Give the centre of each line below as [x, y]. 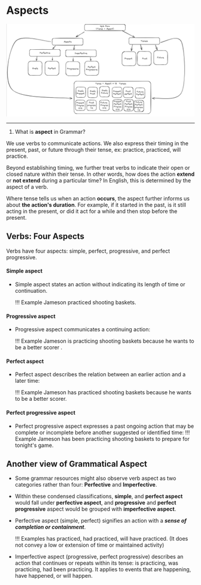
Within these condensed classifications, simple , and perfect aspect [99, 496]
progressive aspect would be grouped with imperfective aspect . [95, 509]
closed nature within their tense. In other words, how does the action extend [100, 174]
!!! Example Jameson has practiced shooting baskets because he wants [103, 392]
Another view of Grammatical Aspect [77, 464]
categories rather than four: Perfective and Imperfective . [86, 485]
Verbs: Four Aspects [45, 237]
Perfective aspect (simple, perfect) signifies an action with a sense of [101, 521]
